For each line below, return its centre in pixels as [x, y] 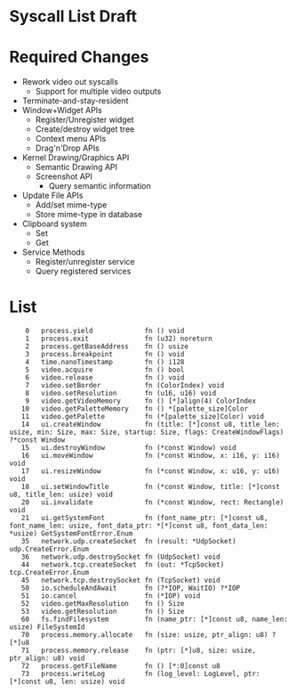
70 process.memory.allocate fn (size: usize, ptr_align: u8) [144, 635]
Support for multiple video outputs [98, 92]
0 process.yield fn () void [105, 331]
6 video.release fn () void [105, 378]
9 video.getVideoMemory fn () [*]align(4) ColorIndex [140, 401]
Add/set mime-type [71, 205]
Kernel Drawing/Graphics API [76, 158]
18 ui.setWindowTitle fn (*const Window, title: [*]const [150, 487]
